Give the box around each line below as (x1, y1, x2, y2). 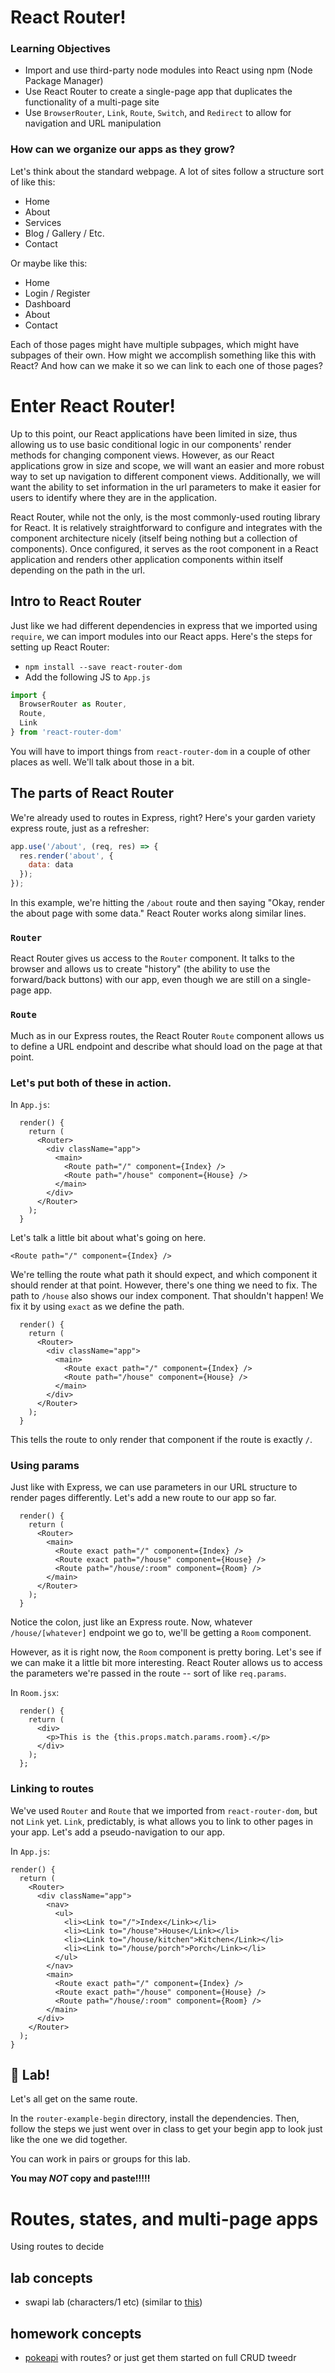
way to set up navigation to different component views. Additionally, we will (10, 470, 321, 482)
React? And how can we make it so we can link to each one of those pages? (10, 359, 323, 371)
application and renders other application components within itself (10, 553, 284, 565)
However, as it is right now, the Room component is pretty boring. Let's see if (10, 1646, 322, 1658)
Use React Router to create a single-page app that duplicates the (24, 86, 293, 98)
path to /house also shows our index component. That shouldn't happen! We (10, 1289, 324, 1301)
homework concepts (10, 2325, 142, 2342)
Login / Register (24, 287, 91, 299)
